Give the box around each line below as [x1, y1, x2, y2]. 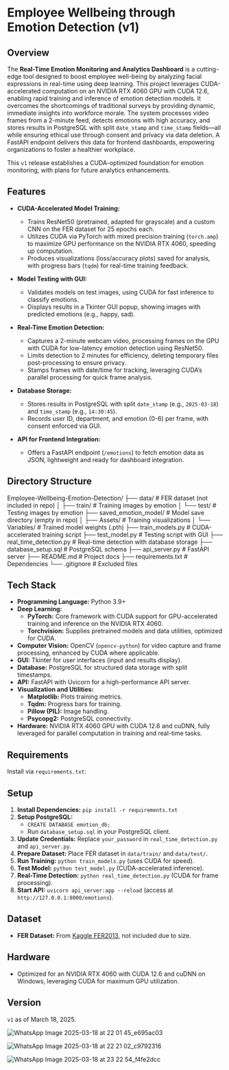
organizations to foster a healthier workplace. [7, 146, 136, 153]
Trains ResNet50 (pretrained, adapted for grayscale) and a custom [27, 217, 215, 226]
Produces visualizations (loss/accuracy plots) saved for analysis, [27, 254, 210, 262]
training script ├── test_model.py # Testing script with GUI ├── [42, 530, 224, 538]
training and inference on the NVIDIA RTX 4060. [27, 620, 163, 628]
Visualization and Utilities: [16, 686, 94, 694]
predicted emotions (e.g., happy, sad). [27, 309, 136, 318]
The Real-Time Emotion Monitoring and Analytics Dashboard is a [7, 65, 195, 73]
